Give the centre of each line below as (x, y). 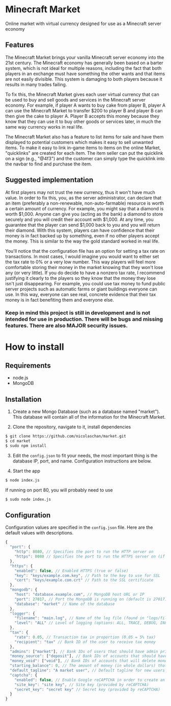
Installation (23, 399)
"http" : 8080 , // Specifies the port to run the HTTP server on (84, 552)
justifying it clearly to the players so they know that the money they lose (81, 278)
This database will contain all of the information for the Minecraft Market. (89, 417)
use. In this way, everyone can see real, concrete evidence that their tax (81, 294)
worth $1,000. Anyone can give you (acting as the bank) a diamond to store (84, 214)
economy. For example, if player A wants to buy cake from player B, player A (85, 105)
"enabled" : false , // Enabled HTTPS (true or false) (72, 571)
